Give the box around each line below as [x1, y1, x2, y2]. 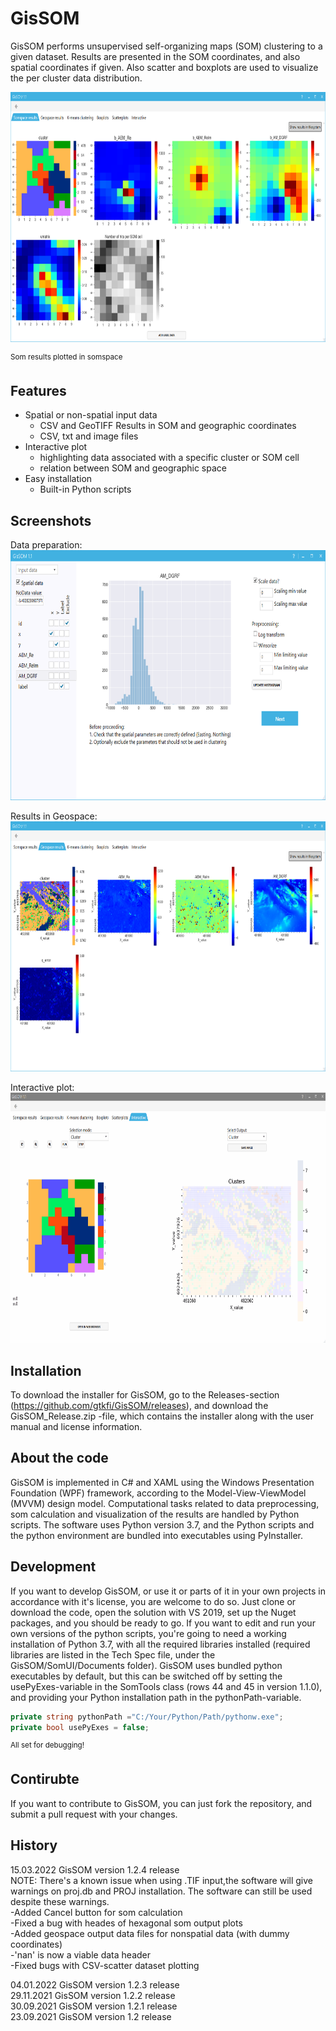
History [10, 1837, 58, 1854]
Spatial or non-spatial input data [24, 409, 158, 421]
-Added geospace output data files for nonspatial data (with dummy [10, 1927, 290, 1939]
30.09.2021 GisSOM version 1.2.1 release [10, 2000, 178, 2012]
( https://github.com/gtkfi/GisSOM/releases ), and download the [10, 1400, 269, 1412]
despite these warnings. [10, 1895, 110, 1907]
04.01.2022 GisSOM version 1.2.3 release [10, 1978, 180, 1991]
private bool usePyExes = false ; [10, 1722, 150, 1732]
